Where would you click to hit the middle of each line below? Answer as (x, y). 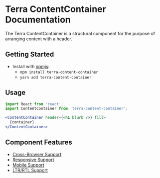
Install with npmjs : (31, 66)
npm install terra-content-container (59, 72)
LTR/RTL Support (30, 170)
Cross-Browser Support (37, 154)
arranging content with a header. (39, 39)
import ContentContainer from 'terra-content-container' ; (67, 109)
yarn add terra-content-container (56, 77)
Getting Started (30, 54)
